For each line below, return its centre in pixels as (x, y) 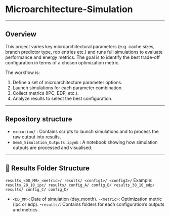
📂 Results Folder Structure (48, 168)
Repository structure (39, 119)
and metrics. (26, 210)
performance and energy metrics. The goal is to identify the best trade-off (83, 57)
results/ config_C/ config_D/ (37, 190)
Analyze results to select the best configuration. (62, 98)
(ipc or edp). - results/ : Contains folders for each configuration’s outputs (88, 204)
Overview (21, 34)
